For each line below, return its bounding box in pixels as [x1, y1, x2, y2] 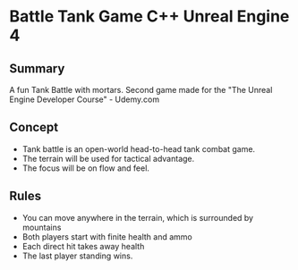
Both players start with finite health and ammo [21, 231, 192, 242]
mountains [21, 222, 62, 232]
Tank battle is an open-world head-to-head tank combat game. [21, 143, 256, 154]
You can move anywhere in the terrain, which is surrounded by [21, 212, 253, 223]
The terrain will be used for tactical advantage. [21, 153, 195, 164]
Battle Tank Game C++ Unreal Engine [9, 6, 290, 27]
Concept [9, 120, 59, 135]
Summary [9, 61, 65, 76]
